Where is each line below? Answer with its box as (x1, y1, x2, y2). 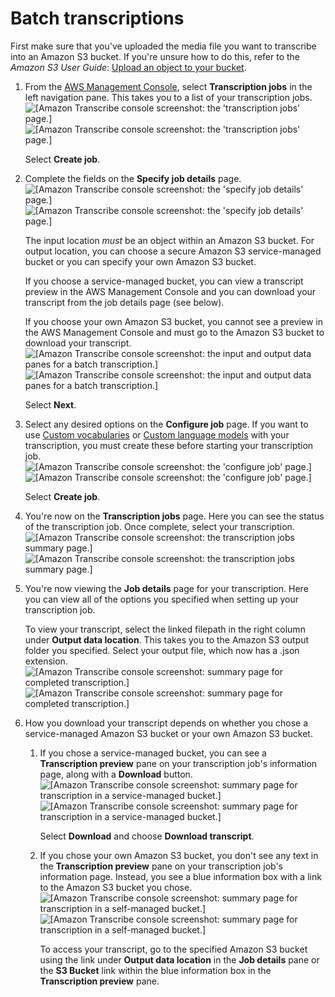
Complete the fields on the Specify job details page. (24, 172, 242, 184)
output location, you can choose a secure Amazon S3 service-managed (24, 245, 322, 257)
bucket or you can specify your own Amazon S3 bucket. (24, 255, 257, 267)
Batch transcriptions (10, 7, 185, 30)
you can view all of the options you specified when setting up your (24, 593, 300, 605)
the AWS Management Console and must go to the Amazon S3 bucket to (24, 326, 325, 338)
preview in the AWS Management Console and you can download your (24, 285, 317, 297)
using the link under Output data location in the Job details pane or (39, 953, 320, 966)
